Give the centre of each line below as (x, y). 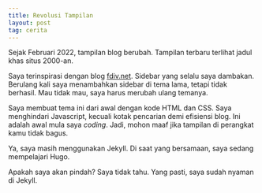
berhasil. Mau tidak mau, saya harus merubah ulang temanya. (108, 93)
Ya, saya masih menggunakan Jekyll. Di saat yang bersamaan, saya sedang (131, 148)
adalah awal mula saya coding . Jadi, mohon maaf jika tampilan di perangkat (131, 125)
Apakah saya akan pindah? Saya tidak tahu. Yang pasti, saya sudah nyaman (131, 172)
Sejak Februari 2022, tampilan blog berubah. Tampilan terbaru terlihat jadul (130, 53)
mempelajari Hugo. (39, 157)
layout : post (30, 23)
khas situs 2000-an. (41, 61)
